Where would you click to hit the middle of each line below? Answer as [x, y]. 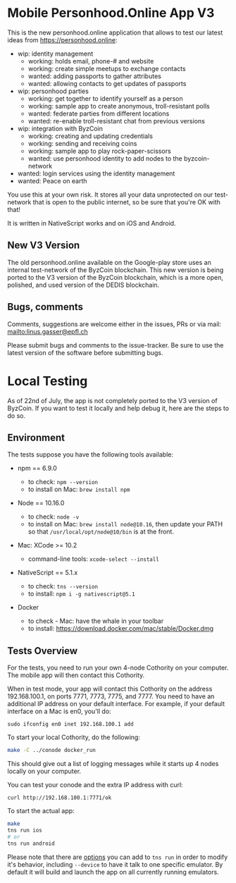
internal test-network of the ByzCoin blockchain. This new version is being [116, 270]
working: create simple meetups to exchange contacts [107, 68]
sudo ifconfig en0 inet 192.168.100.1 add [70, 724]
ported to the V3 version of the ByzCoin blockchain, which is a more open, [115, 277]
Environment [36, 437]
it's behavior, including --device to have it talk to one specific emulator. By [115, 864]
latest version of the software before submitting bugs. [85, 352]
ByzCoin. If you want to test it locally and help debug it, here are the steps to [118, 408]
